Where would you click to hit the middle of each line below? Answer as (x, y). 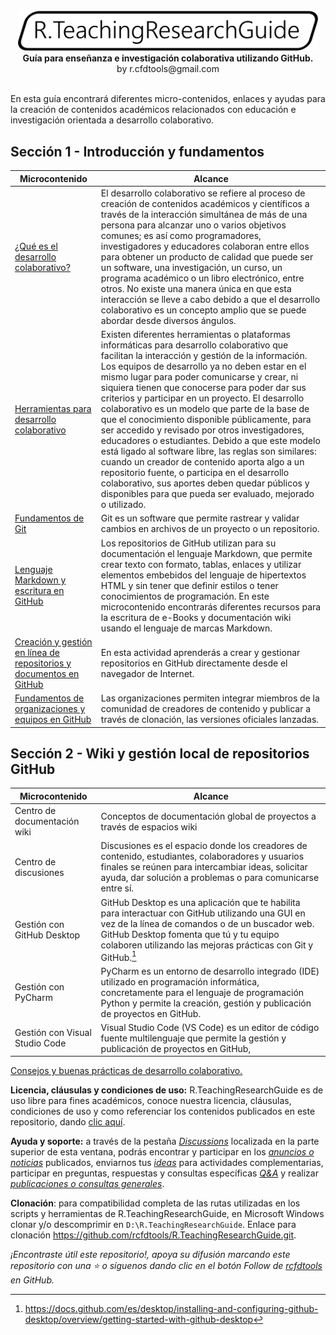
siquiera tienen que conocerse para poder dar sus (203, 388)
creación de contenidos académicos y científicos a (205, 203)
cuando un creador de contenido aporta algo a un (202, 462)
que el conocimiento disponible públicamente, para (206, 420)
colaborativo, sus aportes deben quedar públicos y (205, 483)
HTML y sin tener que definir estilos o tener (189, 585)
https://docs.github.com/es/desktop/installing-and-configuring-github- (171, 1309)
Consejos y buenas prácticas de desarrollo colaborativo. (126, 1071)
